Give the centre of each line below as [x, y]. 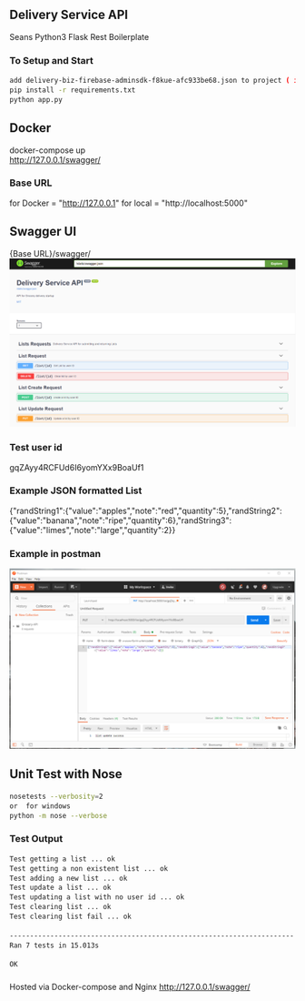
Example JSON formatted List [76, 490]
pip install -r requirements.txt [73, 90]
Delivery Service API [69, 15]
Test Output [36, 839]
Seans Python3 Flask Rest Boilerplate [79, 36]
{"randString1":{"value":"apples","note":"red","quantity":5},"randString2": [146, 511]
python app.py [36, 99]
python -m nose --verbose [58, 815]
